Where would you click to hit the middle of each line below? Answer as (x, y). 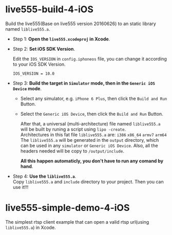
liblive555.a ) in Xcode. (31, 227)
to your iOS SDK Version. (39, 64)
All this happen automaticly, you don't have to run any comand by (92, 161)
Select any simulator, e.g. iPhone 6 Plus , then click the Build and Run (94, 98)
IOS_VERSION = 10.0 (34, 73)
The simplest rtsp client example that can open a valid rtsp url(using (77, 222)
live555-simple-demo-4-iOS (68, 208)
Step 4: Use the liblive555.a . (44, 176)
